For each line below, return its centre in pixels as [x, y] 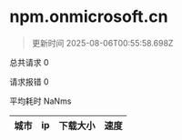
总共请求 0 [29, 62]
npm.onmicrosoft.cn [89, 17]
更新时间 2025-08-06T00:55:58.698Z [102, 43]
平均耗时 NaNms [40, 101]
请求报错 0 [29, 81]
